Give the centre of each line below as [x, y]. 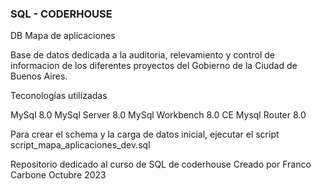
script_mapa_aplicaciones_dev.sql [80, 145]
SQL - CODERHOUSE [61, 14]
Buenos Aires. [39, 76]
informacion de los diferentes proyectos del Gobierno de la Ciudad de [154, 66]
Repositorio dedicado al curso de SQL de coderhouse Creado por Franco [161, 164]
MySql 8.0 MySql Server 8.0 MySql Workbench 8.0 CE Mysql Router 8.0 [158, 115]
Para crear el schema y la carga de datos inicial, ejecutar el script [145, 134]
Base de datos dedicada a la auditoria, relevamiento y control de [142, 55]
